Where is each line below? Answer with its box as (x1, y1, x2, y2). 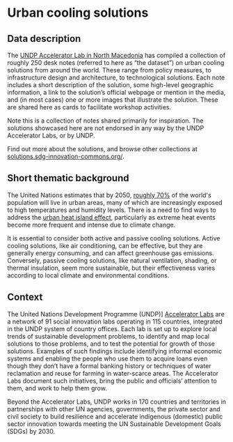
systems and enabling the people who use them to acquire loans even (7, 354, 208, 363)
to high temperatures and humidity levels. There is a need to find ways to (7, 206, 217, 214)
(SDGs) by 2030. (7, 427, 56, 435)
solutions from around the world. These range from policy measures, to (7, 66, 212, 74)
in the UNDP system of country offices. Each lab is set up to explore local (7, 324, 218, 333)
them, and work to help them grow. (7, 383, 108, 392)
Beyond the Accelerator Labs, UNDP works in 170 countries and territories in (7, 397, 226, 406)
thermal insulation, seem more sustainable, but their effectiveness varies (7, 264, 216, 272)
